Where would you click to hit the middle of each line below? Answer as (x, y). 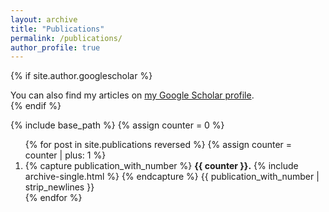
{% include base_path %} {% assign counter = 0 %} (117, 125)
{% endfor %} (53, 198)
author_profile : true (55, 47)
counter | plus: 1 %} (65, 155)
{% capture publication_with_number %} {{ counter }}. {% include (161, 166)
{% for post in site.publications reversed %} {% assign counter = (158, 145)
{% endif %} (36, 106)
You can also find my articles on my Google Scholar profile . (132, 95)
